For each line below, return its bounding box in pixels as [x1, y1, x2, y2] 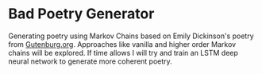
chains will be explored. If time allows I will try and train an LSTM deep [8, 48, 238, 57]
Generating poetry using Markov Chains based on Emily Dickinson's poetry [8, 31, 254, 41]
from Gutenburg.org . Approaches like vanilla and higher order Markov [8, 39, 237, 49]
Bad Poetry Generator [8, 5, 155, 23]
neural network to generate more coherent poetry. [8, 56, 172, 66]
